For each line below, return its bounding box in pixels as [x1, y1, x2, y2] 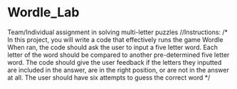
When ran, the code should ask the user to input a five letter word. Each [7, 43, 218, 51]
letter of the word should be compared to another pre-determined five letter [7, 51, 230, 59]
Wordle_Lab [7, 4, 80, 21]
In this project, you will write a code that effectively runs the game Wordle [7, 35, 223, 43]
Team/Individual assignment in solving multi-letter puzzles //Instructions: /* [7, 28, 228, 36]
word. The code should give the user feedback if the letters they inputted [7, 58, 222, 66]
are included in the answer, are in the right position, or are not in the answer [7, 66, 229, 74]
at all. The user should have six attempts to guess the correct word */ [7, 73, 211, 82]
